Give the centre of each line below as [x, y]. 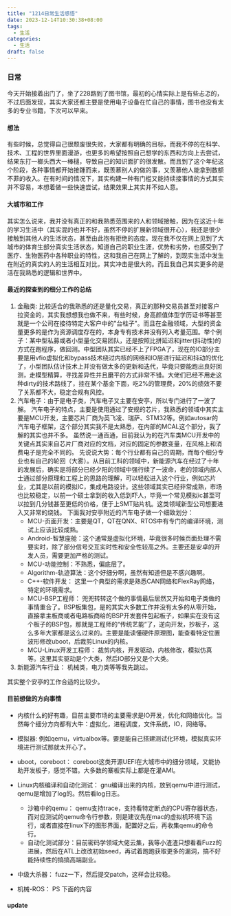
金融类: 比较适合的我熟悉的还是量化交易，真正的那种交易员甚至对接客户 [118, 306]
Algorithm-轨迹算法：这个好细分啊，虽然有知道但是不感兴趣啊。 [118, 572]
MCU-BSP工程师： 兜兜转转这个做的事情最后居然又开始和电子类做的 [124, 598]
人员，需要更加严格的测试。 [73, 555]
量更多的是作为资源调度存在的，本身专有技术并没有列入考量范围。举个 [117, 331]
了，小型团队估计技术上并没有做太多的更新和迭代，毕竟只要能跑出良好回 [119, 366]
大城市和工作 [25, 204]
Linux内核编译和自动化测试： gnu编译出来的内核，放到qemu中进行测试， [120, 785]
